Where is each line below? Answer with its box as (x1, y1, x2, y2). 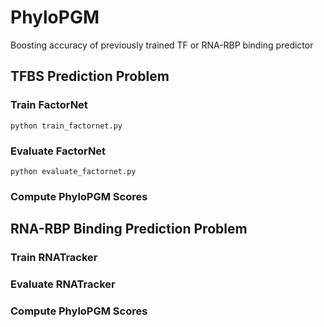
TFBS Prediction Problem (10, 68, 170, 85)
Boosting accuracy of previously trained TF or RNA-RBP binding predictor (10, 39, 314, 51)
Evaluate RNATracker (10, 277, 116, 291)
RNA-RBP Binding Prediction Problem (10, 221, 248, 238)
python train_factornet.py (10, 121, 123, 131)
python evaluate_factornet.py (10, 166, 137, 176)
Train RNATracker (10, 251, 98, 265)
